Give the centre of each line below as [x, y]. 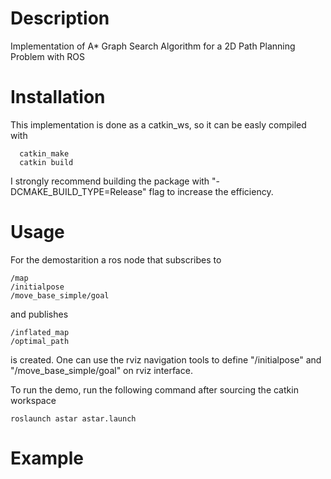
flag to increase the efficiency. [211, 191]
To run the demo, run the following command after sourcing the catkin [154, 389]
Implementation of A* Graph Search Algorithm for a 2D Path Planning [153, 46]
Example [47, 458]
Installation [58, 97]
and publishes [39, 314]
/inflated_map [40, 332]
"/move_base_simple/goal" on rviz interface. [101, 370]
